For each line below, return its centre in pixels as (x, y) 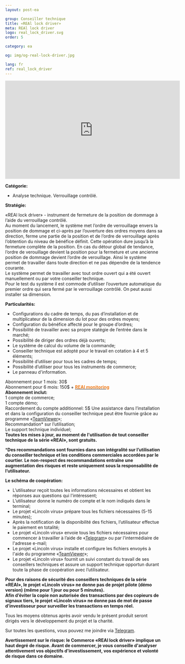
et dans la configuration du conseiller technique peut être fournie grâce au (82, 413)
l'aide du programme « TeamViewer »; (50, 554)
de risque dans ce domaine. (34, 656)
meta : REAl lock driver (30, 28)
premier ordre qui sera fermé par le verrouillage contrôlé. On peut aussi (79, 289)
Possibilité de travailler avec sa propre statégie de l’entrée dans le (80, 329)
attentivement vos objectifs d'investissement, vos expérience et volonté (82, 651)
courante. (15, 268)
